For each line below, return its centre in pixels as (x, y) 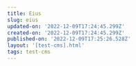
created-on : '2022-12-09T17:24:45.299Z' (66, 33)
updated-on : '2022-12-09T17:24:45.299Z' (66, 26)
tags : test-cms (29, 52)
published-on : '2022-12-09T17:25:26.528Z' (69, 39)
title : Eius (24, 13)
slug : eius (23, 20)
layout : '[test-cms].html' (46, 45)
